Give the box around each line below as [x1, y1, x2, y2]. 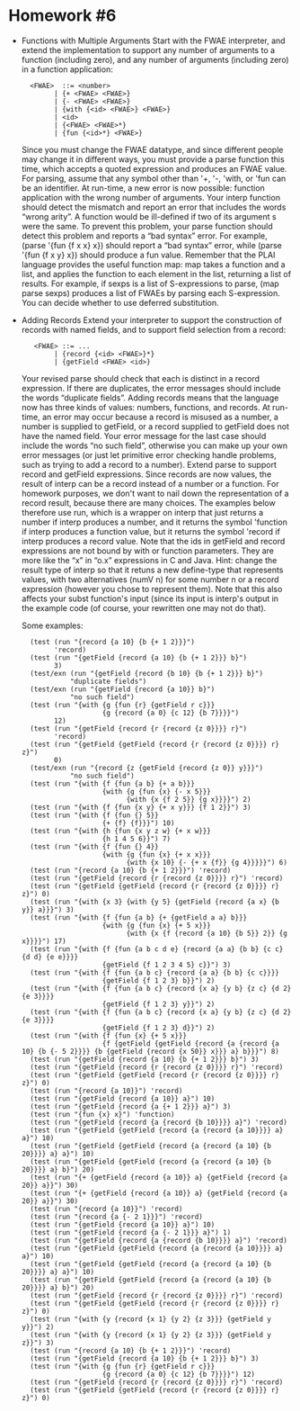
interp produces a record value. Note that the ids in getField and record [21, 535, 286, 546]
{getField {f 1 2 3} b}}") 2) [101, 975, 216, 985]
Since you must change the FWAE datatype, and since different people [21, 144, 284, 155]
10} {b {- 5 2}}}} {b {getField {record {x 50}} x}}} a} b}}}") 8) [21, 1047, 279, 1056]
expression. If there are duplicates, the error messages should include [21, 382, 281, 393]
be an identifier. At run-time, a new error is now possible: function [21, 182, 266, 193]
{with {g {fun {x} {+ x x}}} [101, 849, 212, 859]
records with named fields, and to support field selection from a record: [21, 324, 287, 335]
